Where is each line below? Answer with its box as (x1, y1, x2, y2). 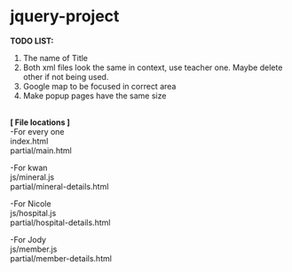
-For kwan (10, 162, 48, 173)
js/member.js (10, 244, 58, 254)
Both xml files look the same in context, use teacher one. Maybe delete (22, 62, 283, 73)
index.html (10, 136, 49, 146)
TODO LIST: (10, 35, 54, 46)
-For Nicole (10, 198, 51, 209)
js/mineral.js (10, 171, 55, 183)
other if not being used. (22, 71, 109, 82)
